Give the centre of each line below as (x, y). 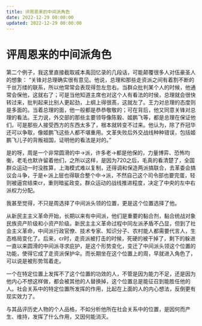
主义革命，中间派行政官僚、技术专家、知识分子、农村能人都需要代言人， (101, 231)
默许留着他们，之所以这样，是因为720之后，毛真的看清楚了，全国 (114, 161)
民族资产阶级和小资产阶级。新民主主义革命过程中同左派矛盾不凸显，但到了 (98, 224)
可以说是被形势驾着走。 (35, 261)
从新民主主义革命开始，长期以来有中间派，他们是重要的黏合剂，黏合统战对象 (101, 216)
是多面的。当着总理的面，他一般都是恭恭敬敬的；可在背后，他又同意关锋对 (98, 110)
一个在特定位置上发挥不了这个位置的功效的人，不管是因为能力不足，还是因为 (101, 274)
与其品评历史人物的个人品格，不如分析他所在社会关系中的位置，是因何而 (96, 309)
